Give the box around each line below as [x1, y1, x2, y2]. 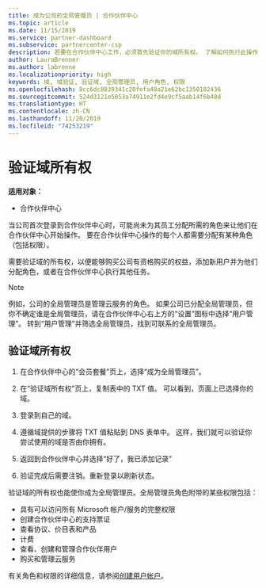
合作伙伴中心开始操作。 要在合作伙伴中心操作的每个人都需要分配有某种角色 [8, 230, 253, 239]
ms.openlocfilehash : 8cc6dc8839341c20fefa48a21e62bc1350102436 [8, 85, 222, 94]
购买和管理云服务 [19, 554, 76, 563]
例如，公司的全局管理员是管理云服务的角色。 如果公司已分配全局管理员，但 [8, 299, 253, 308]
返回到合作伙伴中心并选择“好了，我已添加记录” [19, 453, 173, 464]
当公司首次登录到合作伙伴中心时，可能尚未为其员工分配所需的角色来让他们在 [8, 220, 258, 230]
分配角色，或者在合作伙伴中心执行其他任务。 [8, 266, 154, 276]
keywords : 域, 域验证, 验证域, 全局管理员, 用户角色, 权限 [8, 78, 186, 86]
